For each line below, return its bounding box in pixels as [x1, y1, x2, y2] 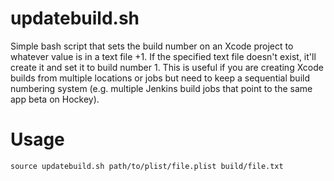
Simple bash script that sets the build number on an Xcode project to [10, 40, 294, 52]
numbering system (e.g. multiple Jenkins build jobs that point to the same [10, 82, 313, 94]
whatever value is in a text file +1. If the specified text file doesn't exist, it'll [10, 50, 317, 62]
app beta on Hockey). [10, 93, 100, 105]
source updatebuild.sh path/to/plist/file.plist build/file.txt [10, 161, 284, 171]
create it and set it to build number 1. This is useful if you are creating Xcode [10, 61, 324, 73]
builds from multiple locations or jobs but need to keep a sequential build [10, 72, 311, 84]
